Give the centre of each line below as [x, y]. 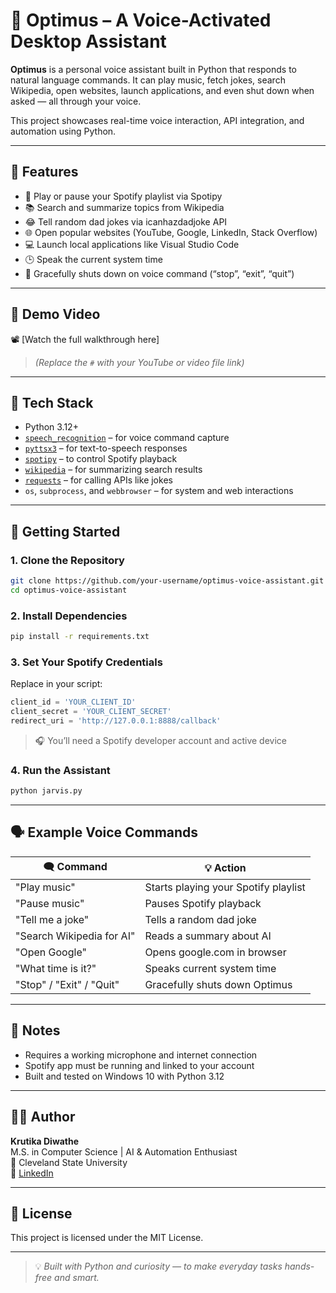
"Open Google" [51, 952]
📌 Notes [35, 1030]
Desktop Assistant [88, 41]
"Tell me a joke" [52, 919]
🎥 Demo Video [55, 314]
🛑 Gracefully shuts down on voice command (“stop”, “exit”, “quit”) [159, 273]
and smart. [77, 1278]
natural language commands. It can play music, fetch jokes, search [148, 80]
